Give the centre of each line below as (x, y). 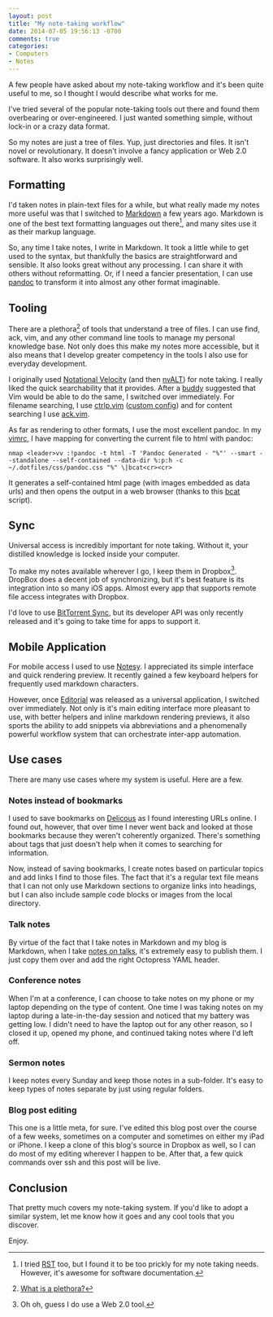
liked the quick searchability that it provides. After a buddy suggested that (132, 388)
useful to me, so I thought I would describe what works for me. (113, 93)
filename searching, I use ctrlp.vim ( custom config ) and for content (121, 405)
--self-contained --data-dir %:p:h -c (117, 460)
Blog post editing (43, 1110)
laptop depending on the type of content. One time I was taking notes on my (136, 1007)
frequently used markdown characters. (74, 684)
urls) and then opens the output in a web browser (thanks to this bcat (124, 491)
